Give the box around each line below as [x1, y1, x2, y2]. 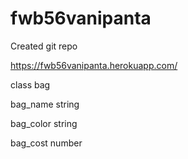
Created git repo [10, 40, 78, 52]
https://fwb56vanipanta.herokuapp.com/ [10, 59, 178, 71]
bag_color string [10, 117, 78, 129]
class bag [10, 78, 51, 91]
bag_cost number [10, 137, 83, 149]
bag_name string [10, 98, 80, 110]
